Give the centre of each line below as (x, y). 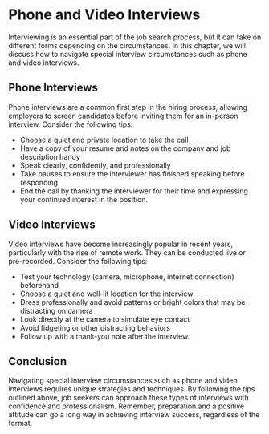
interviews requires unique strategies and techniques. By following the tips (132, 389)
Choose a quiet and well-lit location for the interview (106, 294)
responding (39, 182)
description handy (50, 156)
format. (20, 424)
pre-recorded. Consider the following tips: (78, 261)
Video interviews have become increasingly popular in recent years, (121, 244)
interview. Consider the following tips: (71, 124)
